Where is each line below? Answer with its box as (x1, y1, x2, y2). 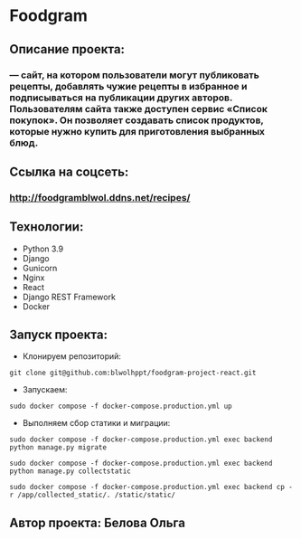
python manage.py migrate (9, 443, 107, 452)
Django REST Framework (22, 291, 116, 302)
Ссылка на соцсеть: (9, 164, 129, 179)
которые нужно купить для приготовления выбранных (9, 125, 265, 137)
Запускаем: (22, 384, 68, 395)
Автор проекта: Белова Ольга (9, 515, 186, 530)
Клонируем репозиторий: (22, 351, 122, 362)
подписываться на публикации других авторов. (9, 91, 233, 104)
